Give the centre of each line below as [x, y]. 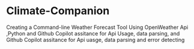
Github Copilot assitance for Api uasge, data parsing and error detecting [95, 40]
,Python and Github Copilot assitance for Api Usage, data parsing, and [93, 33]
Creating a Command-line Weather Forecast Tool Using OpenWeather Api [97, 27]
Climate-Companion [58, 11]
